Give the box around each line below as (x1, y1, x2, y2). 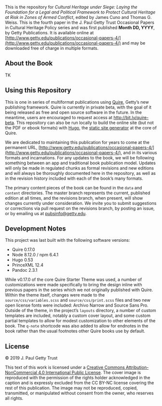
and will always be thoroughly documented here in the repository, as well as (5, 170, 156, 176)
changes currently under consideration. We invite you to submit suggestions (5, 200, 157, 206)
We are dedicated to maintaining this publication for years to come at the (5, 139, 149, 145)
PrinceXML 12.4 (12, 262, 43, 268)
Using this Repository (5, 86, 71, 94)
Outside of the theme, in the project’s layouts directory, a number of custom (5, 308, 156, 313)
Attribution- (126, 364, 149, 370)
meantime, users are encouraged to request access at (5, 114, 113, 120)
